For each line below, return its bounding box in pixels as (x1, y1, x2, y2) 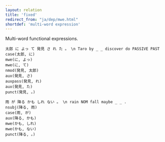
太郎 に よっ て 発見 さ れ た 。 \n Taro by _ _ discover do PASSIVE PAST (5, 46, 160, 51)
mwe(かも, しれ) (5, 121, 37, 126)
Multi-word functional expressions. (5, 36, 79, 42)
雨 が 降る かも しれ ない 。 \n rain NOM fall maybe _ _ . (5, 100, 127, 105)
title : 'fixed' (5, 12, 38, 17)
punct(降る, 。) (5, 132, 36, 137)
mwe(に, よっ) (5, 57, 33, 63)
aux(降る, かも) (5, 116, 37, 121)
